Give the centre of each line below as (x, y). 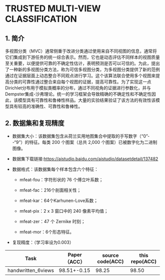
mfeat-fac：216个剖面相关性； (50, 190)
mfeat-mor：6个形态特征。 (47, 232)
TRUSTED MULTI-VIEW (53, 9)
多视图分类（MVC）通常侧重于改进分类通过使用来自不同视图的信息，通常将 (81, 51)
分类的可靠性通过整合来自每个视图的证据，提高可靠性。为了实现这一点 (80, 82)
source (110, 255)
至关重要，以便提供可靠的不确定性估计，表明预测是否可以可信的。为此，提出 (82, 63)
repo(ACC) (144, 261)
